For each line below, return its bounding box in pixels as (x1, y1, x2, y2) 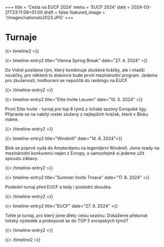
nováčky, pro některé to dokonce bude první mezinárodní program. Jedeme (5, 72, 158, 78)
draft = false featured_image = (44, 9, 105, 15)
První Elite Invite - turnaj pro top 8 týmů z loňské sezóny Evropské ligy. (5, 106, 148, 112)
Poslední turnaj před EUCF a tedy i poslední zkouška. (5, 184, 112, 190)
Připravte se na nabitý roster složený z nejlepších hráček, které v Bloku (5, 111, 148, 117)
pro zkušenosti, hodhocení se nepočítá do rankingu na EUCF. (5, 77, 129, 83)
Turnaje (5, 32, 37, 43)
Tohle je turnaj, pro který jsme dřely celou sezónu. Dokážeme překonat (5, 212, 148, 218)
